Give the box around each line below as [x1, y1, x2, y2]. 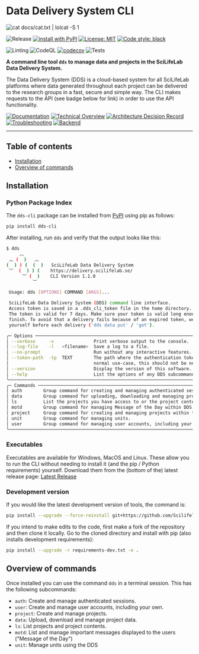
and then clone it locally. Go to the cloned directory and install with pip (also [6, 529, 191, 537]
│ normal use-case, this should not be [6, 360, 187, 367]
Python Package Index [6, 198, 72, 207]
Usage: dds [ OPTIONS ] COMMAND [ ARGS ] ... [8, 289, 110, 296]
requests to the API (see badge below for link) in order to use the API [6, 95, 174, 102]
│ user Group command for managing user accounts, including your [6, 421, 192, 427]
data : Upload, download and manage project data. [14, 616, 137, 623]
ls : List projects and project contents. [14, 622, 107, 629]
